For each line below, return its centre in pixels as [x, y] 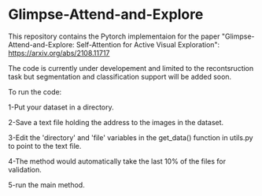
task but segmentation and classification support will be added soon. [120, 76]
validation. [25, 169]
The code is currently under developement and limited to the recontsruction [131, 68]
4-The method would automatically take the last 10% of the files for [117, 161]
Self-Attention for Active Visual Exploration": [148, 44]
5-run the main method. [46, 185]
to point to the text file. [45, 146]
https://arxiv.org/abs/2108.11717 [59, 53]
